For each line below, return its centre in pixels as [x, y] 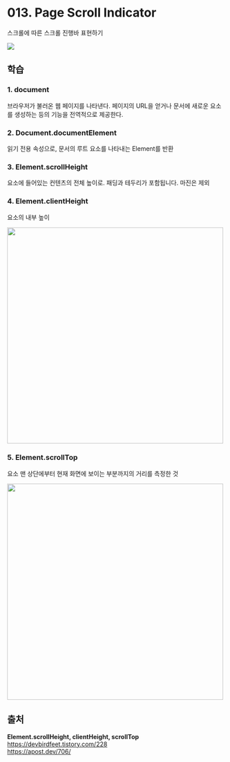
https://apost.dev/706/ [39, 751]
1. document [28, 90]
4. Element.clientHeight [48, 201]
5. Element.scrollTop [42, 458]
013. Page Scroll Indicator [82, 13]
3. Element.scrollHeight [48, 167]
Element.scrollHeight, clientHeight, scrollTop [73, 736]
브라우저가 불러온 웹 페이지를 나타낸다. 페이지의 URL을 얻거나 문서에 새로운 [108, 106]
